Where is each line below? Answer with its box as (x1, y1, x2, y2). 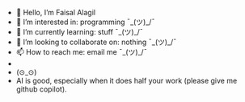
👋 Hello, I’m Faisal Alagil (15, 8, 95, 17)
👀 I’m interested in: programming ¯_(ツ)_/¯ (15, 17, 155, 27)
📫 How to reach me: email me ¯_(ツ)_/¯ (15, 47, 148, 56)
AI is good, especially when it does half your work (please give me (15, 76, 238, 85)
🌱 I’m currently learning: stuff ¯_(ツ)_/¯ (15, 27, 144, 36)
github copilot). (15, 84, 67, 94)
